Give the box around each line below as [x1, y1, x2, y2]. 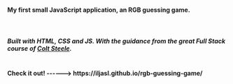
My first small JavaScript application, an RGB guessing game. [7, 6, 190, 14]
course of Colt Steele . [7, 44, 72, 52]
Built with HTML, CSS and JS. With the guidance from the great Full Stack [7, 37, 226, 45]
